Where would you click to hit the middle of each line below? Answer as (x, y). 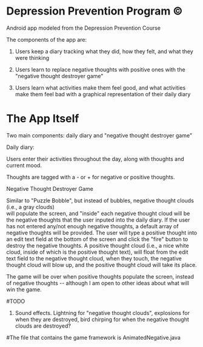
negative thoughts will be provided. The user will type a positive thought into (102, 233)
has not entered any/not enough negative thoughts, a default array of (92, 226)
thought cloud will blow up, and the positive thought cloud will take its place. (101, 265)
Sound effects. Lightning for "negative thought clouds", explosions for (102, 312)
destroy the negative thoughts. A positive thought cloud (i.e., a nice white (98, 245)
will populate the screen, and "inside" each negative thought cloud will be (98, 213)
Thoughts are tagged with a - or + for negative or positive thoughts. (91, 177)
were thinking (32, 58)
